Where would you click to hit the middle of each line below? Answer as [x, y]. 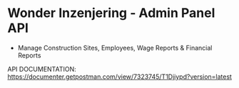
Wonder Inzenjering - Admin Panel [111, 13]
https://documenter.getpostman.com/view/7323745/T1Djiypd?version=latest [119, 77]
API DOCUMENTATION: [42, 69]
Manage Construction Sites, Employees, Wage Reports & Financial [115, 48]
